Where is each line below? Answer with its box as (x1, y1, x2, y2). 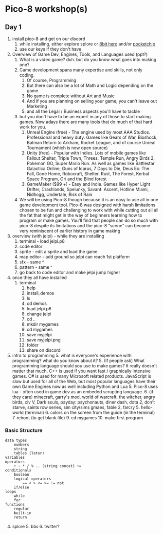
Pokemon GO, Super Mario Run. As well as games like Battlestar (26, 160, 155, 166)
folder (26, 342, 39, 348)
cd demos (26, 300, 47, 306)
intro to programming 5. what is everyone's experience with (12, 353, 132, 358)
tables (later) (14, 451, 45, 456)
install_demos (26, 290, 54, 296)
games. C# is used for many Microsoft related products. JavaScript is (12, 373, 152, 379)
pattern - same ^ (19, 264, 53, 270)
